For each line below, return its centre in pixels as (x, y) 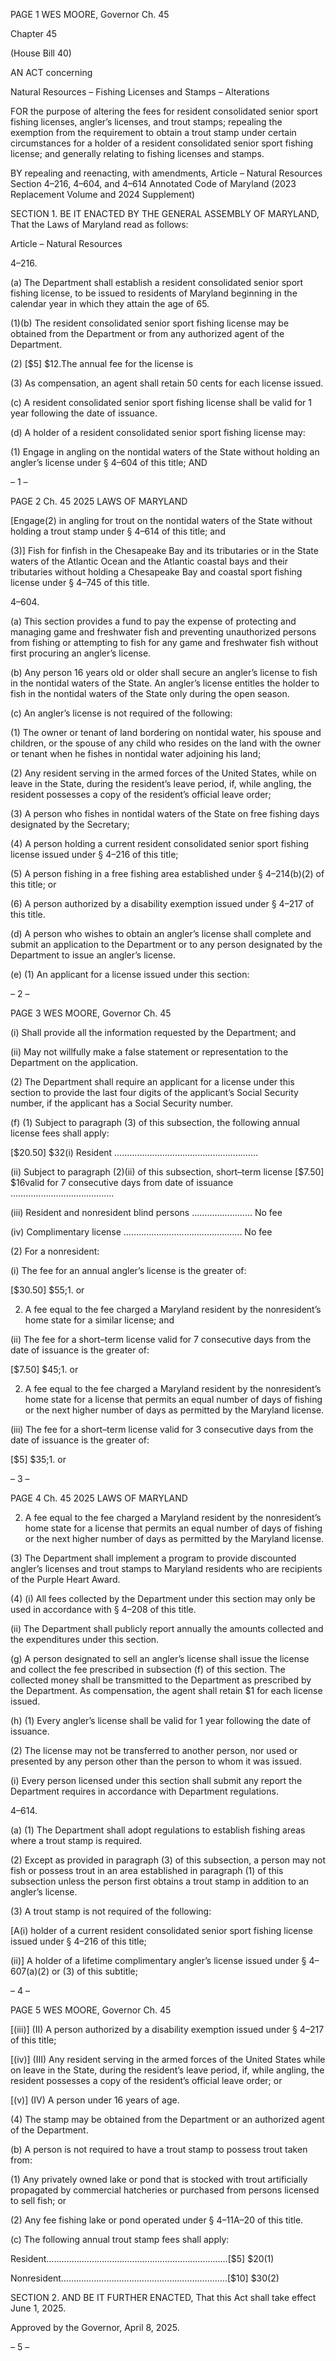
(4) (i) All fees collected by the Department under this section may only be (163, 1598)
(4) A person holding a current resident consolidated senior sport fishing (160, 843)
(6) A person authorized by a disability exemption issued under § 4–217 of (162, 903)
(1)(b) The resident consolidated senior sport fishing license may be (150, 323)
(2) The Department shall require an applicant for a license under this (152, 1082)
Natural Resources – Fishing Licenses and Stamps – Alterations (140, 92)
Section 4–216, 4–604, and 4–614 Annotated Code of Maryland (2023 (153, 183)
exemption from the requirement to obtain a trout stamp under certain (153, 132)
